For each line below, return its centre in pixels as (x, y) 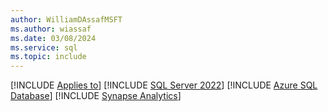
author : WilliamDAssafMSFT (66, 19)
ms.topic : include (48, 57)
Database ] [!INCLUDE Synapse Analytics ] (96, 96)
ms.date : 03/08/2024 (53, 38)
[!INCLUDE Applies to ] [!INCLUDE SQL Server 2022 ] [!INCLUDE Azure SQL (164, 85)
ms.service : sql (44, 47)
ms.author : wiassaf (51, 29)
